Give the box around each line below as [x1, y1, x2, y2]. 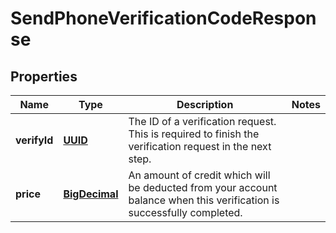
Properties [10, 68, 78, 85]
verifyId [15, 133, 54, 147]
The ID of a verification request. [128, 115, 277, 128]
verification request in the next [128, 140, 272, 153]
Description [176, 98, 234, 111]
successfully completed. [128, 206, 243, 219]
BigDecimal [63, 187, 119, 201]
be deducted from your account [128, 181, 278, 194]
